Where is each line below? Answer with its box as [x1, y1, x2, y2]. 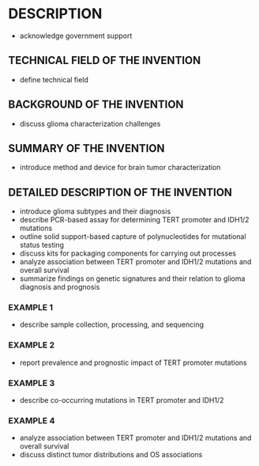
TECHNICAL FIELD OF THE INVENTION [8, 54, 201, 67]
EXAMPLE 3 [8, 377, 55, 388]
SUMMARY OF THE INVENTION [8, 142, 165, 155]
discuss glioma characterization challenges [19, 119, 161, 128]
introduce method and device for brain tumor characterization [19, 163, 221, 172]
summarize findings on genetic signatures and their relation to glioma [19, 274, 246, 283]
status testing [19, 241, 65, 250]
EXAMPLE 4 [8, 415, 55, 426]
